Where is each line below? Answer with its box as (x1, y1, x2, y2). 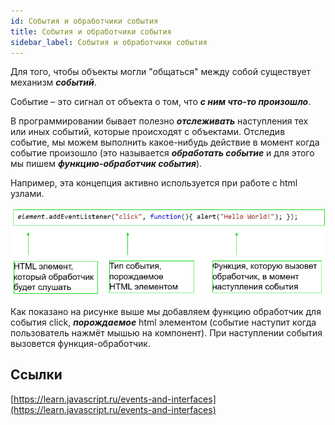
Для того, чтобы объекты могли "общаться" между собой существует (10, 66, 312, 78)
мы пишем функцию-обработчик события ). (10, 158, 203, 170)
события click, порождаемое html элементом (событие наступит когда (10, 316, 317, 328)
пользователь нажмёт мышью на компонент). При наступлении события (10, 326, 323, 339)
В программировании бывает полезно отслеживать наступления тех (10, 115, 309, 127)
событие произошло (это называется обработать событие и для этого (10, 147, 315, 159)
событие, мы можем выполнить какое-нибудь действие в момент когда (10, 136, 320, 149)
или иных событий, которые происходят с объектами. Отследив (10, 126, 286, 138)
